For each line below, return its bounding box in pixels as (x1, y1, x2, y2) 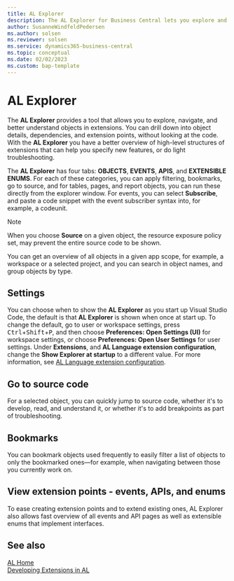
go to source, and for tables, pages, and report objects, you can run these (7, 182, 221, 190)
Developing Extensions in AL (7, 566, 90, 574)
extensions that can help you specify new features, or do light (7, 145, 186, 154)
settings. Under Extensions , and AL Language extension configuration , (7, 343, 217, 351)
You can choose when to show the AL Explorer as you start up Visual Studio (7, 306, 228, 314)
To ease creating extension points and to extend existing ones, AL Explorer (7, 504, 223, 512)
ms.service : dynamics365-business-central (7, 43, 133, 50)
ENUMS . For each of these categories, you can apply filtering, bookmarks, (7, 174, 223, 182)
